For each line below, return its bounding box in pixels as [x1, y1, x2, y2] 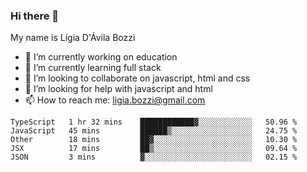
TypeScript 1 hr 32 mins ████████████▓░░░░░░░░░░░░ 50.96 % [10, 117, 298, 128]
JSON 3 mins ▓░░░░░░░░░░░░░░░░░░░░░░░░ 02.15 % [10, 152, 298, 163]
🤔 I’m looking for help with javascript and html [24, 83, 213, 95]
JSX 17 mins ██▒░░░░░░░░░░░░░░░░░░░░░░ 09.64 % [10, 144, 298, 154]
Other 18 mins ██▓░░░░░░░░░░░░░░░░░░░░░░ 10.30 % [10, 135, 298, 145]
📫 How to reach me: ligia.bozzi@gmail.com [24, 94, 206, 106]
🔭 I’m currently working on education [24, 51, 178, 63]
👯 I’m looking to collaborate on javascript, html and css [24, 72, 251, 84]
